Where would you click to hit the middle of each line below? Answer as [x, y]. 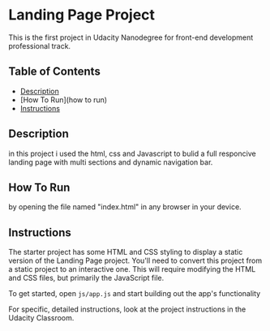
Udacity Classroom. [41, 318]
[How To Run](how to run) [64, 100]
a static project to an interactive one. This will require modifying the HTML [132, 269]
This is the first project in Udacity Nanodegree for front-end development [131, 37]
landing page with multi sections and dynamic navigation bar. [111, 162]
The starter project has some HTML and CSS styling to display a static [126, 252]
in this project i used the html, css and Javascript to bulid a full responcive [133, 153]
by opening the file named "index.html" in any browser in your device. [125, 207]
